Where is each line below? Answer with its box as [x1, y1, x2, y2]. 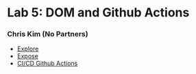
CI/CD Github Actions [16, 60, 78, 68]
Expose [16, 52, 39, 60]
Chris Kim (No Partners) [7, 29, 88, 39]
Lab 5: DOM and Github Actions [7, 5, 190, 21]
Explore [16, 45, 39, 53]
